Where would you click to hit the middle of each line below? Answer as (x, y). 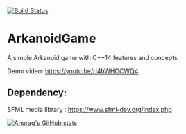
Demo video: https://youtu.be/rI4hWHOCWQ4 (73, 71)
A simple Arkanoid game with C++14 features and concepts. (93, 57)
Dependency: (37, 93)
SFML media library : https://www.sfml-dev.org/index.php (90, 109)
